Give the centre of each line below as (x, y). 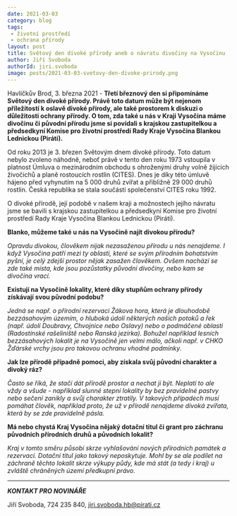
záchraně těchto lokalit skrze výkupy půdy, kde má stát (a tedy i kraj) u (111, 463)
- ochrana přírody (37, 40)
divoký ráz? (25, 369)
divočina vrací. (29, 276)
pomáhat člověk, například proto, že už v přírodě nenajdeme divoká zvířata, (118, 405)
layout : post (26, 47)
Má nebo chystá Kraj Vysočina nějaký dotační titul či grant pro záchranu (115, 427)
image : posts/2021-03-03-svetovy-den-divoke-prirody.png (93, 73)
